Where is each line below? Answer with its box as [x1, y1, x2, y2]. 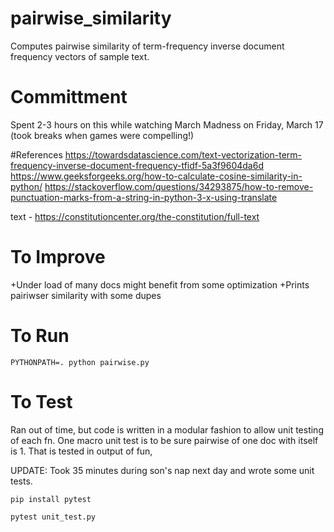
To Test [10, 390, 73, 413]
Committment [10, 86, 128, 109]
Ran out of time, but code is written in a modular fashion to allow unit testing [10, 423, 324, 436]
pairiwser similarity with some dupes [10, 289, 162, 301]
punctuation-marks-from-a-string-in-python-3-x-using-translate [10, 191, 278, 203]
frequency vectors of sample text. [10, 50, 150, 62]
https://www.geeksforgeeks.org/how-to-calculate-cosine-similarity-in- [10, 170, 303, 182]
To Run [10, 325, 70, 347]
